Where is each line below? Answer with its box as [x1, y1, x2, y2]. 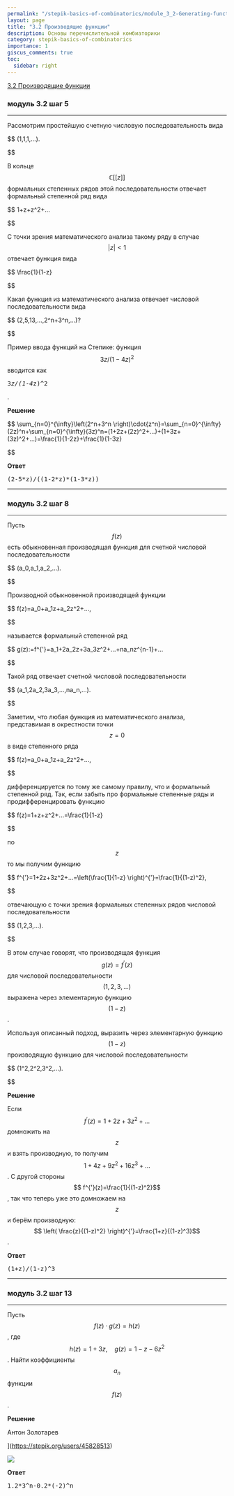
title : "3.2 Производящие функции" [7, 23, 111, 30]
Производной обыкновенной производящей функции [7, 591, 166, 599]
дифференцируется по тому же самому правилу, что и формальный [7, 782, 210, 791]
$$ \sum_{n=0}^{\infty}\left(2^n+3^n [7, 420, 112, 428]
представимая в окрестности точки [7, 720, 114, 728]
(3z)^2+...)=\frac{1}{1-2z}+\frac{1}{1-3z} [7, 434, 123, 443]
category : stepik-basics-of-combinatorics [7, 36, 132, 43]
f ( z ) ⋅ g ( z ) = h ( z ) [93, 1321, 141, 1330]
